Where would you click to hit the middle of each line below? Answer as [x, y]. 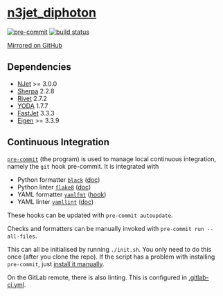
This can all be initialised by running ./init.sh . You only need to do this [109, 249]
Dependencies [39, 67]
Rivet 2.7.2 [32, 98]
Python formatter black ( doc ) [59, 179]
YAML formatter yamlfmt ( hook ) [62, 194]
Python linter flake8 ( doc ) [54, 187]
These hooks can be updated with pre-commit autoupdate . [90, 215]
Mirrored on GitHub [35, 45]
